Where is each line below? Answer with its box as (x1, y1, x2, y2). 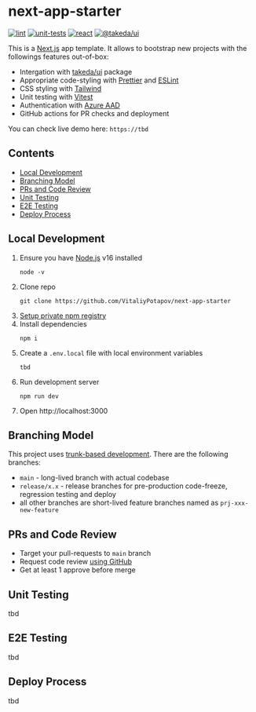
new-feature (19, 506, 59, 514)
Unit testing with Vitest (19, 92, 93, 101)
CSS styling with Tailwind (19, 83, 102, 93)
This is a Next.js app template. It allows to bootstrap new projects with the (8, 43, 247, 53)
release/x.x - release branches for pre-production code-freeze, (19, 481, 228, 491)
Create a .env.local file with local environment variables (19, 348, 203, 357)
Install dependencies (19, 319, 88, 328)
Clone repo (19, 282, 57, 291)
